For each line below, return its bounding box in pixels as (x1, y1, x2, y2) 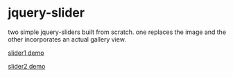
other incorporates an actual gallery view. (8, 35, 127, 43)
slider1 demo (8, 49, 44, 57)
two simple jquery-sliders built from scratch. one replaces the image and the (8, 28, 227, 36)
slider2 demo (8, 62, 46, 70)
